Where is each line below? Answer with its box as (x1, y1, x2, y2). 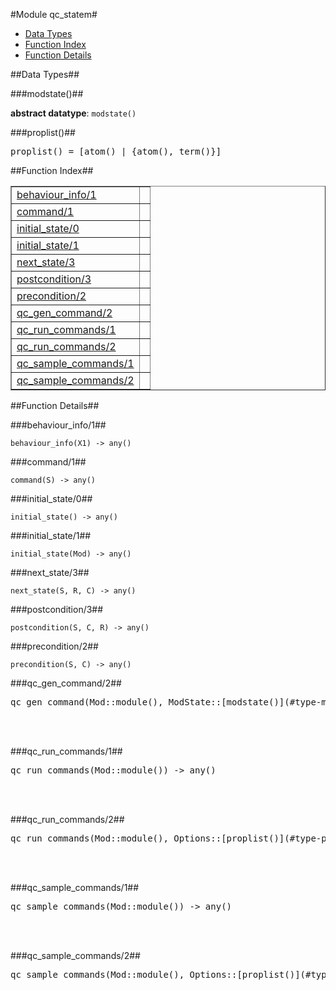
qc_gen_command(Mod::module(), (10, 697, 164, 708)
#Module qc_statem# (10, 9, 98, 20)
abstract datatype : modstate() (10, 107, 137, 119)
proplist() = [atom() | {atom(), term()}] (10, 146, 222, 157)
